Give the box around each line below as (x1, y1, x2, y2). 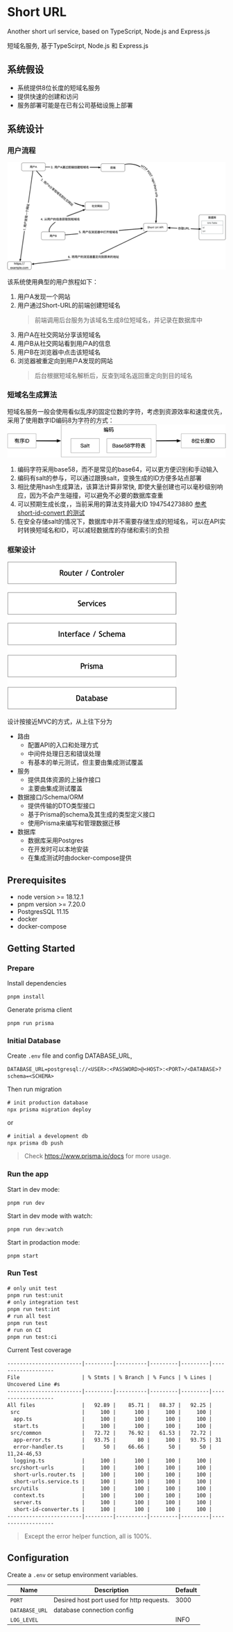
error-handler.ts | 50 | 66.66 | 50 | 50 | (13, 1443, 213, 1450)
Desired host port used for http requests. (53, 1596, 170, 1604)
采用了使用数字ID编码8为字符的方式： (7, 416, 114, 424)
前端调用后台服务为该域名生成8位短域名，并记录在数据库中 (34, 315, 203, 324)
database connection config (53, 1606, 134, 1614)
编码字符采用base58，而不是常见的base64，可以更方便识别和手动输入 (17, 465, 218, 474)
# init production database (7, 1099, 89, 1106)
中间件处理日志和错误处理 (27, 749, 101, 758)
